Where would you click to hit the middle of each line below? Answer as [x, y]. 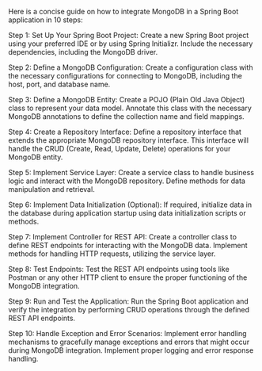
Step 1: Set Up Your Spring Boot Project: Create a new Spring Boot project [129, 35]
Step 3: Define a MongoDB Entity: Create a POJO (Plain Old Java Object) [127, 99]
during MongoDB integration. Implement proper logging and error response [131, 350]
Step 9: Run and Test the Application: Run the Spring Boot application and [129, 301]
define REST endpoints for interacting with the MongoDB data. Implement [128, 245]
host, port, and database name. [59, 84]
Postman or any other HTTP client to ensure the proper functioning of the [128, 277]
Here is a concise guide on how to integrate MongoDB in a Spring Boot [123, 11]
